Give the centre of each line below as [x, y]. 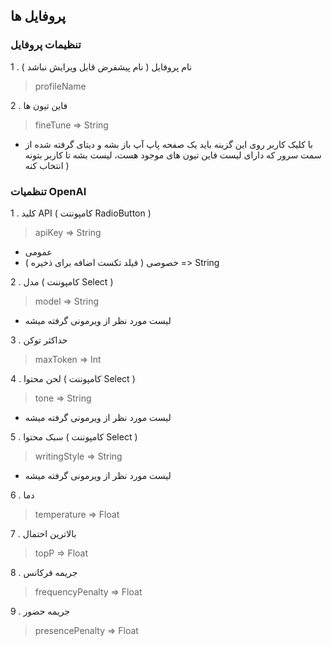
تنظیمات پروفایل [46, 45]
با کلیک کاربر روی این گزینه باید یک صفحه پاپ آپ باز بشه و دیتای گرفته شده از [168, 144]
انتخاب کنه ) [47, 165]
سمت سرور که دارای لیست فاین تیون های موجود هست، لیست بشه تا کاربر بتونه [173, 155]
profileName [60, 86]
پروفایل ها [38, 16]
